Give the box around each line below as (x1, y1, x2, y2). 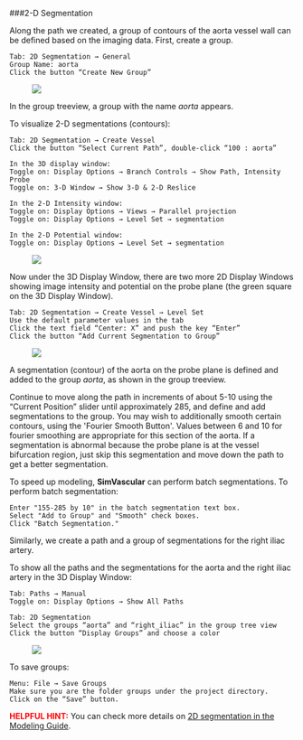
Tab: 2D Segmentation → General (9, 52, 131, 61)
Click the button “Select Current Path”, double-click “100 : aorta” (9, 144, 278, 153)
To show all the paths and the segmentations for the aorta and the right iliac (9, 562, 292, 573)
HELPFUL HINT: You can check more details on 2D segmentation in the (9, 711, 275, 721)
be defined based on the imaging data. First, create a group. (9, 35, 233, 45)
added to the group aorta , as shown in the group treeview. (9, 374, 227, 385)
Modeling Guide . (9, 720, 71, 731)
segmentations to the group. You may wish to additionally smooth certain (9, 411, 282, 421)
